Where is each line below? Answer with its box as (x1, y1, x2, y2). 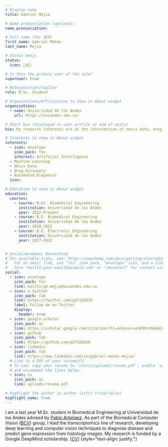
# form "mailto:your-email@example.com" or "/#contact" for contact (5, 265, 155, 271)
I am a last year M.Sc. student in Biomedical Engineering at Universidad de (5, 409, 159, 415)
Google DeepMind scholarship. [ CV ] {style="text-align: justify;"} (5, 435, 137, 441)
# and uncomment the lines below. (9, 368, 81, 373)
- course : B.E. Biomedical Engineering (14, 214, 97, 219)
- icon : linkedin (9, 344, 46, 350)
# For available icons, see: (5, 256, 66, 261)
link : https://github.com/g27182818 (14, 340, 91, 345)
